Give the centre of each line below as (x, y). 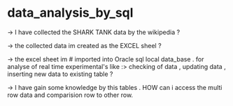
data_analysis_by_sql (70, 13)
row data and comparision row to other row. (70, 95)
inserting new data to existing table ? (60, 74)
